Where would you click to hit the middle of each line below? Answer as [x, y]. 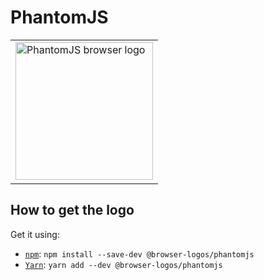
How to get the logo [72, 210]
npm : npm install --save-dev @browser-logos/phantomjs [139, 253]
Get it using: [35, 234]
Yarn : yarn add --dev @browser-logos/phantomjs [123, 264]
